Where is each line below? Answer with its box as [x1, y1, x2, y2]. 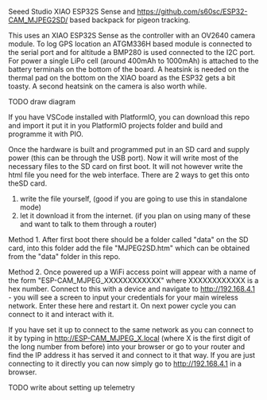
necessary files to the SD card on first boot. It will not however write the [8, 162, 244, 171]
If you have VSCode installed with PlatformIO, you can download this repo [8, 112, 250, 122]
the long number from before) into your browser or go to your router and [8, 342, 245, 351]
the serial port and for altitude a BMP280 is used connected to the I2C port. [8, 48, 256, 57]
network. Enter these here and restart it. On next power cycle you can [8, 301, 237, 310]
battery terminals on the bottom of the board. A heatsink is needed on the [8, 65, 250, 74]
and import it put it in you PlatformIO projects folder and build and [8, 121, 223, 130]
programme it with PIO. [8, 129, 83, 139]
